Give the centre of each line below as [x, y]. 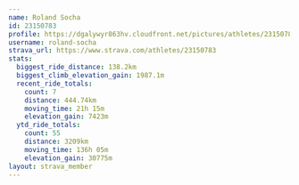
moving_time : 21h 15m [64, 109]
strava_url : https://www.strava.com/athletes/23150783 [112, 51]
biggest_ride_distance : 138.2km [77, 68]
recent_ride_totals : [54, 84]
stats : [21, 59]
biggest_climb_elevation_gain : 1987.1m [91, 76]
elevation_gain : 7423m [66, 117]
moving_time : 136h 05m [66, 149]
